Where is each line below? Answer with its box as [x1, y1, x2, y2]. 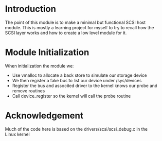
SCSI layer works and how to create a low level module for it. [5, 30, 127, 35]
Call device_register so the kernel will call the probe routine [12, 93, 131, 99]
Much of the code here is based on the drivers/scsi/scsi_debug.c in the [5, 126, 148, 132]
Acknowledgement [5, 110, 84, 121]
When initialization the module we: [5, 63, 74, 69]
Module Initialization [5, 47, 90, 58]
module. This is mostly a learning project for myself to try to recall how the [5, 24, 154, 30]
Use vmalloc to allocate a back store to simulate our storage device [12, 72, 147, 78]
